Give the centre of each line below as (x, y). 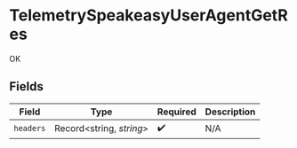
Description (230, 112)
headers (30, 129)
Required (177, 112)
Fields (27, 86)
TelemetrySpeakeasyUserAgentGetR (149, 16)
